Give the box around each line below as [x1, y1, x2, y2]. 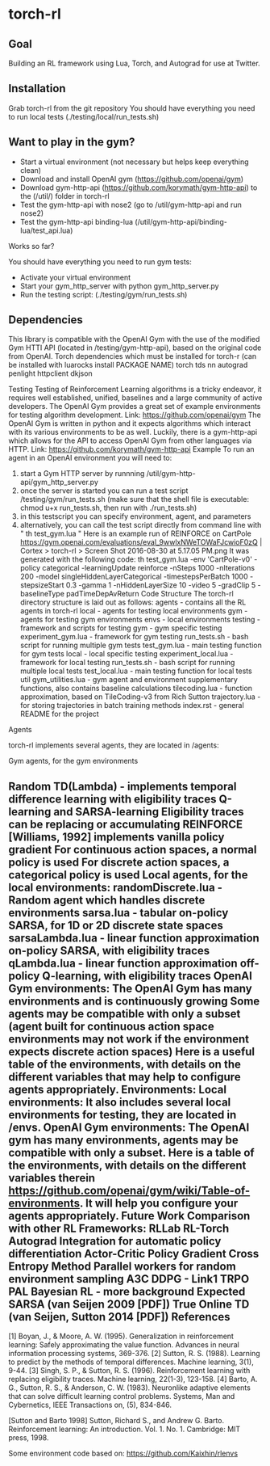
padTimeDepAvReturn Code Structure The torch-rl [65, 589, 234, 599]
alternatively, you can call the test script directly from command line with [19, 520, 262, 530]
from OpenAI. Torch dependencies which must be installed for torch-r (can [8, 352, 256, 361]
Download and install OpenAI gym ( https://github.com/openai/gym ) [19, 174, 244, 183]
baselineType [19, 589, 64, 599]
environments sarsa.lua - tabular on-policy [8, 906, 229, 920]
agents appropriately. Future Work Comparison [8, 1209, 251, 1223]
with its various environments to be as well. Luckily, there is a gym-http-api [8, 428, 258, 437]
